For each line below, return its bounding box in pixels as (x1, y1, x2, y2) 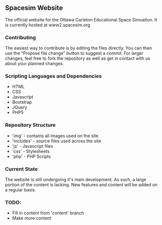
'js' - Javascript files (12, 143, 54, 149)
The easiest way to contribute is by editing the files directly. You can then (5, 45, 152, 51)
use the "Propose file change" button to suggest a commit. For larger (5, 51, 144, 56)
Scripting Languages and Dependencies (5, 73, 102, 80)
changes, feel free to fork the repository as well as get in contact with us (5, 55, 150, 61)
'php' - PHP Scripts (12, 153, 51, 159)
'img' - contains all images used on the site (12, 133, 99, 138)
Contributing (5, 34, 36, 41)
